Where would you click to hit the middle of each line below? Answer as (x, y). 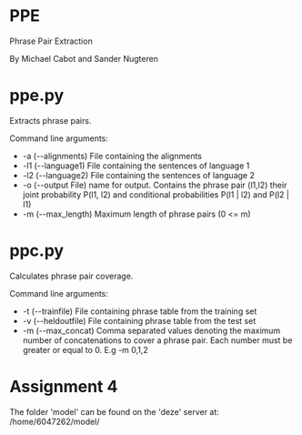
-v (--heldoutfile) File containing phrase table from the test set (139, 320)
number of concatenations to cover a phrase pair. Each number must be (157, 340)
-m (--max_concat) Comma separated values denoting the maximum (151, 330)
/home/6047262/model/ (55, 421)
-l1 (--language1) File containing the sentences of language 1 (136, 166)
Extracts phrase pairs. (50, 120)
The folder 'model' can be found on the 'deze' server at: (115, 411)
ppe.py (37, 96)
